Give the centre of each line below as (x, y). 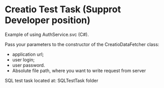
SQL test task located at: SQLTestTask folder (52, 80)
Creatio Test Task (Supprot (63, 9)
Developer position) (48, 20)
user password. (29, 65)
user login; (24, 59)
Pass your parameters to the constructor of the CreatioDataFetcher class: (82, 44)
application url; (28, 54)
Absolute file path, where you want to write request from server (79, 71)
